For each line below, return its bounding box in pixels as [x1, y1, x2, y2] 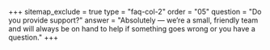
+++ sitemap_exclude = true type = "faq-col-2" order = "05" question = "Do [8, 7, 262, 16]
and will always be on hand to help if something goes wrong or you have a [8, 24, 256, 33]
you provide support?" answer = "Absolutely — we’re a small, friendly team [8, 15, 259, 25]
